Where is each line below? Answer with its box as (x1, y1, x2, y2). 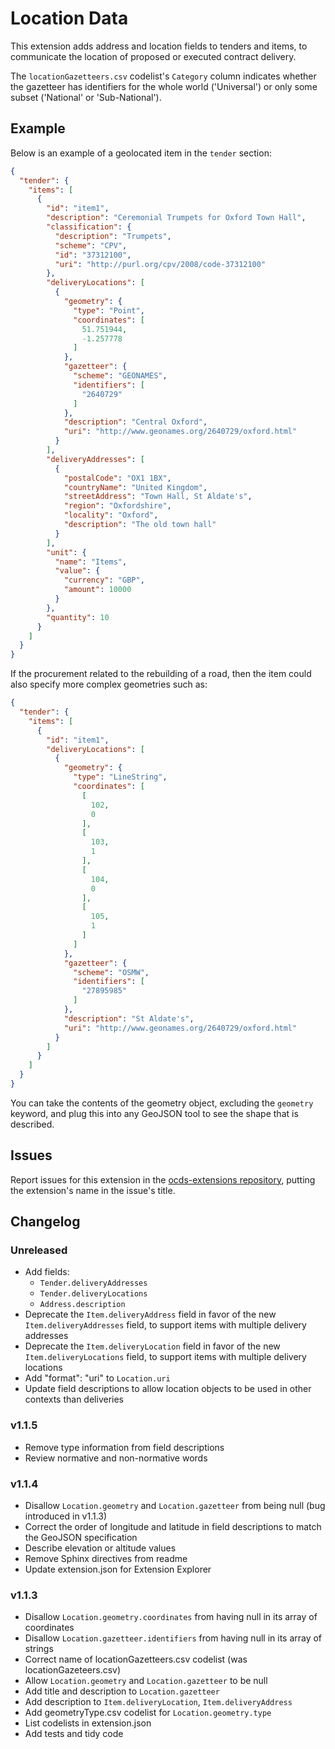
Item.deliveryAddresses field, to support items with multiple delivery (24, 1319, 307, 1331)
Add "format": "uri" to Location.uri (24, 1372, 171, 1384)
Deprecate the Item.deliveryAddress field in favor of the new (24, 1308, 277, 1321)
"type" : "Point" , (73, 305, 145, 316)
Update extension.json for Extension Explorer (24, 1563, 212, 1575)
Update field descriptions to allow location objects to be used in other (24, 1383, 312, 1395)
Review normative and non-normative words (24, 1452, 208, 1464)
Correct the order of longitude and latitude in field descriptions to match (24, 1520, 322, 1532)
